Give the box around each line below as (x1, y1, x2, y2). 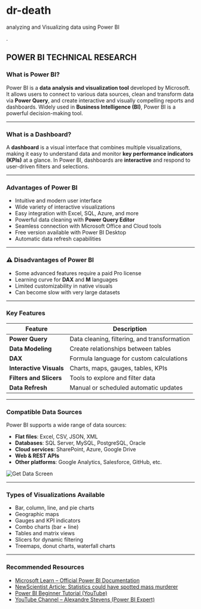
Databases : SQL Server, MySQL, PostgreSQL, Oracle (14, 439, 146, 447)
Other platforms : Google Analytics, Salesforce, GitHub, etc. (14, 459, 162, 466)
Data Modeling (9, 344, 52, 352)
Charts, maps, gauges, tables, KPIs (69, 364, 167, 372)
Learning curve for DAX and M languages (14, 276, 118, 283)
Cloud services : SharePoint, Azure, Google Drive (14, 446, 136, 453)
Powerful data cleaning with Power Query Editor (14, 216, 135, 224)
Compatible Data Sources (6, 408, 83, 416)
